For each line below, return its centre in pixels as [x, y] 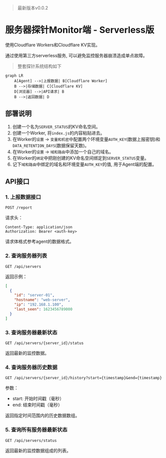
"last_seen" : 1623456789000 [43, 310]
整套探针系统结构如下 [39, 66]
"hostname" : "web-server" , [42, 300]
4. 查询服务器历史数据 [31, 367]
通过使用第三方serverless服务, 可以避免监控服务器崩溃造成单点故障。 [76, 55]
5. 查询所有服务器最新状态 [36, 430]
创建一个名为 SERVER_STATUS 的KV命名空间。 [56, 126]
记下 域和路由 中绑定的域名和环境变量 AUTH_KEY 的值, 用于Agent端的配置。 [84, 164]
